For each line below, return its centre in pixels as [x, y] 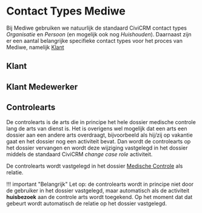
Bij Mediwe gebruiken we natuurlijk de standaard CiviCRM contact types [96, 28]
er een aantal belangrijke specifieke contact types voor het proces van [95, 41]
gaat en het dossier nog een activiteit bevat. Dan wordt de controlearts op [99, 141]
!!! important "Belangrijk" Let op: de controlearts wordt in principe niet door [100, 184]
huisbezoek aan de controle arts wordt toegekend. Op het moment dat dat [99, 197]
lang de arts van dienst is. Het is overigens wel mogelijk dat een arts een [97, 128]
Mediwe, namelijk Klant [35, 47]
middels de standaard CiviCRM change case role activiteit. [79, 154]
